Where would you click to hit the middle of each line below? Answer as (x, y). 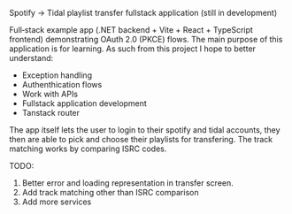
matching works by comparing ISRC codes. (88, 149)
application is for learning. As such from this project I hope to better (133, 49)
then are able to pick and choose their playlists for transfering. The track (141, 139)
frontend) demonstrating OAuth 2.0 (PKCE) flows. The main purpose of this (146, 39)
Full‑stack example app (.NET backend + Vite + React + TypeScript (131, 30)
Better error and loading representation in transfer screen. (128, 183)
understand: (31, 58)
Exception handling (57, 75)
